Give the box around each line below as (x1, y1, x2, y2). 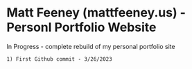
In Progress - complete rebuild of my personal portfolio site (6, 42, 175, 50)
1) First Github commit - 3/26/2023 (6, 55, 112, 63)
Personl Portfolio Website (6, 19, 157, 35)
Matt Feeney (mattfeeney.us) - (6, 5, 186, 21)
